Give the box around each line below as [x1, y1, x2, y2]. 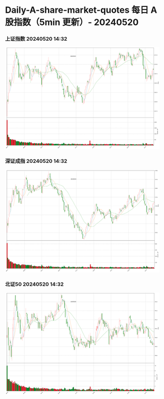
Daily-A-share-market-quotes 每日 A [5, 4, 158, 16]
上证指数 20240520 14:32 [5, 35, 68, 42]
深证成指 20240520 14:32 [5, 158, 68, 165]
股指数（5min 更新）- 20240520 [5, 17, 139, 28]
